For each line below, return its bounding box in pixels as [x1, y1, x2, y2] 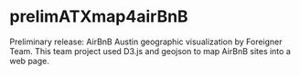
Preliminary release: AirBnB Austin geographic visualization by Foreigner [9, 36, 283, 47]
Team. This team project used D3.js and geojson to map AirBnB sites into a [9, 45, 291, 56]
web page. [9, 55, 50, 66]
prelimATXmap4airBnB [9, 6, 189, 27]
